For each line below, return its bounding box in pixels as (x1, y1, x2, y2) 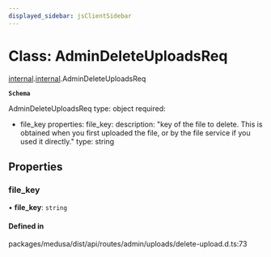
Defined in (8, 221, 44, 231)
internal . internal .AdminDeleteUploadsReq (8, 74, 146, 84)
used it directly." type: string (19, 136, 115, 146)
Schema (8, 89, 31, 97)
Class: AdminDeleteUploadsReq (8, 46, 228, 65)
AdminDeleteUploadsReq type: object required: (8, 103, 166, 114)
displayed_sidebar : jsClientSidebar (8, 11, 132, 20)
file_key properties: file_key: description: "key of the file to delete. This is (19, 119, 263, 129)
